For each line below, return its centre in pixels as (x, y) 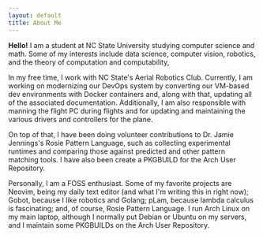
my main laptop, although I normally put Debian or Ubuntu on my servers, (128, 217)
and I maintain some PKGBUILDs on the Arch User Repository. (109, 225)
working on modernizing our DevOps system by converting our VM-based (129, 86)
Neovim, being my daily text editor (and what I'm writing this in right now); (128, 192)
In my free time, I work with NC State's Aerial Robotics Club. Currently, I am (131, 77)
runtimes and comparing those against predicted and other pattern (117, 151)
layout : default (35, 15)
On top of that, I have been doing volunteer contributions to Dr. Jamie (121, 134)
